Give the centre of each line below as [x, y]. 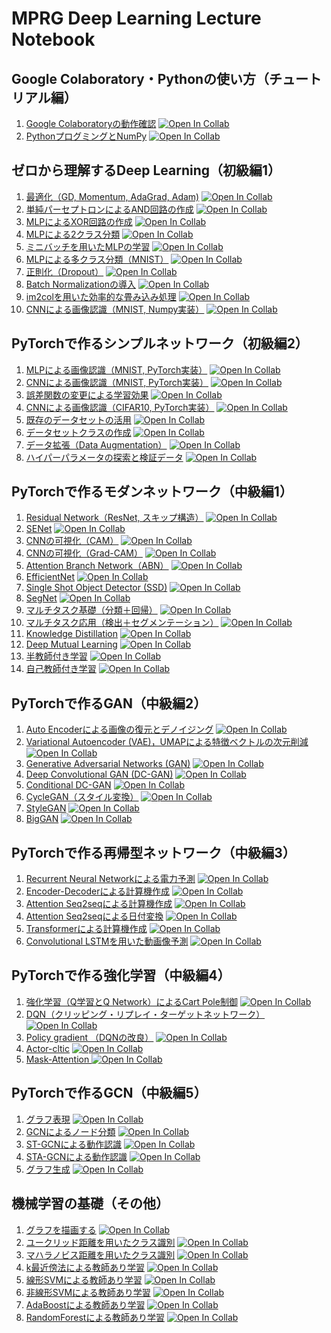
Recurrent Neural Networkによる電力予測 [110, 879]
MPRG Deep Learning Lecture [136, 18]
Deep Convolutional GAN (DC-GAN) [99, 774]
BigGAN [42, 819]
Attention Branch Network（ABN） [97, 566]
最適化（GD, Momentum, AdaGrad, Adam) [112, 196]
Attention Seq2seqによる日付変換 [94, 916]
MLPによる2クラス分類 [73, 234]
